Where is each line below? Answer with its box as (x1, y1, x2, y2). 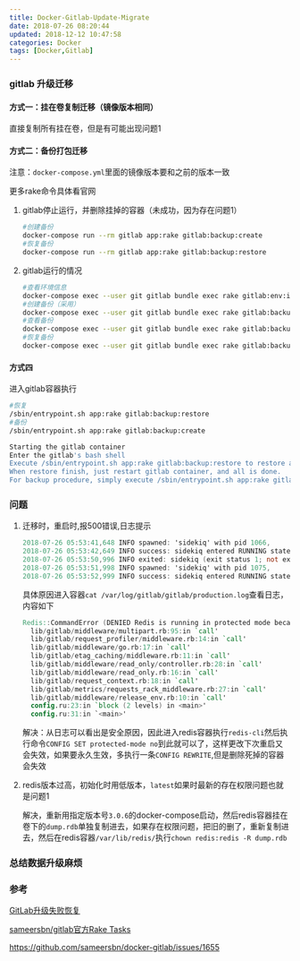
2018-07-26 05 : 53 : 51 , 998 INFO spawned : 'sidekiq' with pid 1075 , (21, 563, 271, 572)
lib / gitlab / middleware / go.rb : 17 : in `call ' (30, 643, 191, 652)
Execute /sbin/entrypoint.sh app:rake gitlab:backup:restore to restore (9, 459, 286, 468)
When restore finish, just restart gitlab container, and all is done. (9, 468, 281, 476)
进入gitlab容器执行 (9, 383, 78, 394)
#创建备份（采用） (21, 299, 80, 309)
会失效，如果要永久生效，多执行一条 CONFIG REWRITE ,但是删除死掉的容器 (21, 750, 285, 760)
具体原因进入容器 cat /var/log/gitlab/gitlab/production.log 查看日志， (21, 588, 288, 600)
